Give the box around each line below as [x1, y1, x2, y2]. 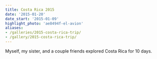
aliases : [5, 26, 23, 30]
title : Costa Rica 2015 [5, 7, 55, 12]
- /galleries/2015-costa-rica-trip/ [5, 30, 81, 35]
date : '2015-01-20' [5, 12, 46, 17]
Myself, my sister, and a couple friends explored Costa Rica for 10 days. [5, 48, 153, 54]
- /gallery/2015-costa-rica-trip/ [5, 35, 77, 40]
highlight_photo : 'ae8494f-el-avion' [5, 21, 84, 26]
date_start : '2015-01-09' [5, 16, 59, 21]
